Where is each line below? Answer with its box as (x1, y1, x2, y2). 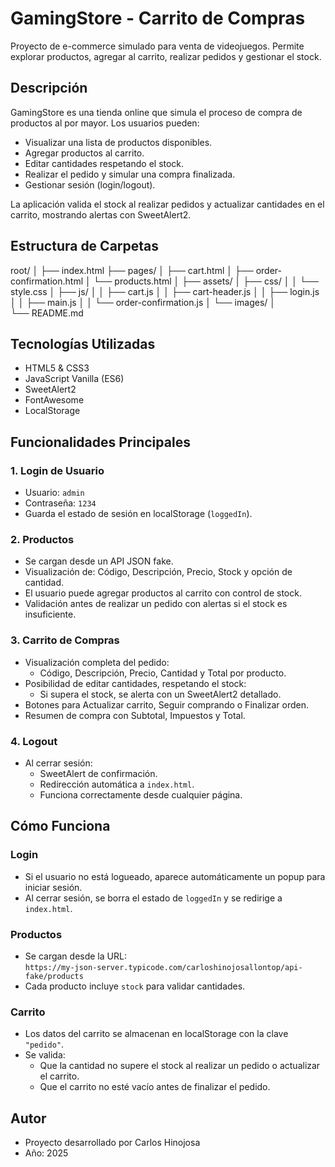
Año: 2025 (24, 1147, 69, 1159)
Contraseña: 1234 (24, 497, 97, 509)
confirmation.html (10, 275, 84, 287)
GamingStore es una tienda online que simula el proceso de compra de (10, 106, 303, 118)
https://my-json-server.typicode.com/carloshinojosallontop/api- (24, 962, 303, 972)
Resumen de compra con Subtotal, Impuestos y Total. (24, 709, 246, 721)
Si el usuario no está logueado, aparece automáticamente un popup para (24, 870, 326, 882)
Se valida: (24, 1049, 66, 1061)
